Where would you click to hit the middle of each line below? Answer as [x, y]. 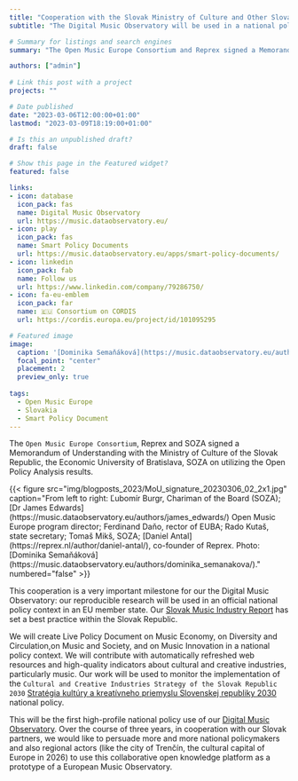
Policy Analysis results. [51, 472]
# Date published [41, 106]
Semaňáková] [74, 555]
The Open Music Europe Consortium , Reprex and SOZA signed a [124, 444]
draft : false [33, 147]
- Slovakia [37, 410]
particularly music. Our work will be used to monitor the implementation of [145, 674]
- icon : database [41, 196]
